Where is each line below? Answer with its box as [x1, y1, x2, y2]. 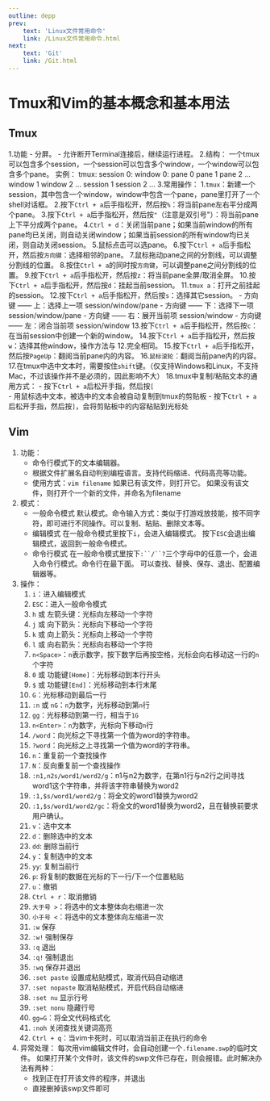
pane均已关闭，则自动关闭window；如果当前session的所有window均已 [8, 229, 243, 239]
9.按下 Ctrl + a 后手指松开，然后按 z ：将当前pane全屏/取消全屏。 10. [23, 270, 249, 279]
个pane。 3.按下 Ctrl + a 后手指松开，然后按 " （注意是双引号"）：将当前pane [8, 209, 260, 219]
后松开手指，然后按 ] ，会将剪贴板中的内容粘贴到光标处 [8, 401, 189, 411]
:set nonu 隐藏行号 [31, 1003, 95, 1012]
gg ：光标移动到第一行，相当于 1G [31, 710, 139, 719]
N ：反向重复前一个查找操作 [31, 760, 121, 770]
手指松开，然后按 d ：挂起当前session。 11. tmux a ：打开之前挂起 [51, 280, 260, 290]
